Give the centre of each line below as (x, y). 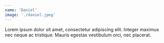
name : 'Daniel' (21, 10)
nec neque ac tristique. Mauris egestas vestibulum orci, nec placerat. (78, 35)
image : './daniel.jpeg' (30, 15)
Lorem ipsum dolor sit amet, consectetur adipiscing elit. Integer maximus (82, 29)
